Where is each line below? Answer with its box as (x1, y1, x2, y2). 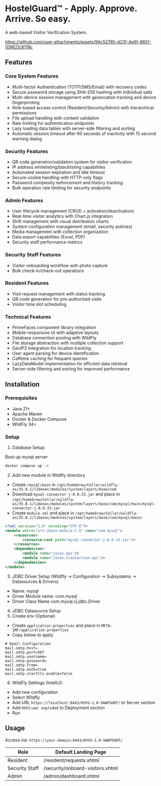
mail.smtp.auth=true (5, 667, 47, 672)
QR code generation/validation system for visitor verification (12, 159, 132, 165)
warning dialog (12, 136, 42, 141)
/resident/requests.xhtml (43, 757, 99, 764)
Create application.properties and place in (12, 622, 100, 628)
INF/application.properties (12, 628, 69, 632)
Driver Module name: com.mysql (12, 593, 78, 599)
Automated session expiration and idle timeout (12, 169, 105, 175)
